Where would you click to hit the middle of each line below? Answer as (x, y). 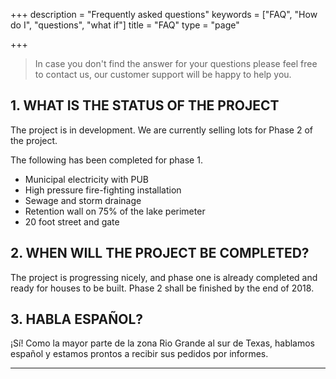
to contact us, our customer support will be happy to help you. (163, 74)
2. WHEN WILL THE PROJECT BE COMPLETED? (160, 253)
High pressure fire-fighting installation (103, 190)
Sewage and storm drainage (83, 200)
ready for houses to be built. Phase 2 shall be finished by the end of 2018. (162, 288)
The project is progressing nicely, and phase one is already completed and (164, 277)
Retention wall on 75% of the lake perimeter (115, 211)
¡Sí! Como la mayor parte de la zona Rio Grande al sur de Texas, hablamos (162, 343)
